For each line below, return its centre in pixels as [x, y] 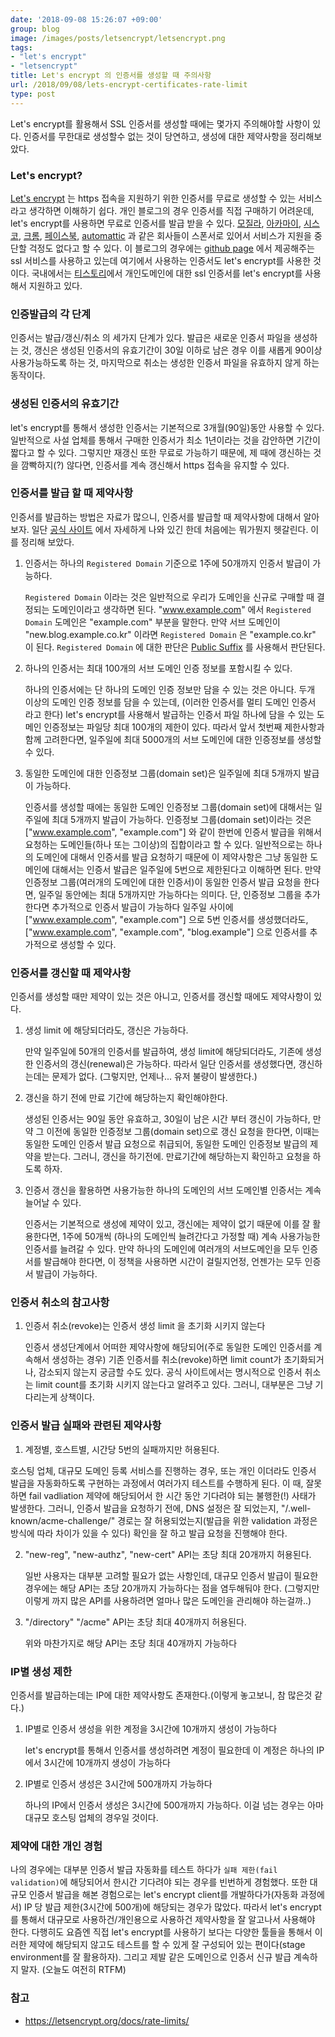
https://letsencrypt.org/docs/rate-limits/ [107, 2020]
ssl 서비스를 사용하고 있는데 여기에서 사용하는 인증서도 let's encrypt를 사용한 [161, 260]
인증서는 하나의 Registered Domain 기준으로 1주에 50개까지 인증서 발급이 [167, 563]
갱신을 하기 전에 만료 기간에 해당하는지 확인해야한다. [126, 1098]
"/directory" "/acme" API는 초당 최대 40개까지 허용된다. [135, 1622]
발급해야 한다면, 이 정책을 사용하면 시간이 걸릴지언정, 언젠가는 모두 [173, 1262]
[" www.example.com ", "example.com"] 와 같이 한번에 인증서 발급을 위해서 [173, 832]
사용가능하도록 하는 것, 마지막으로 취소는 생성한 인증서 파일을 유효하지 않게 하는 [165, 363]
